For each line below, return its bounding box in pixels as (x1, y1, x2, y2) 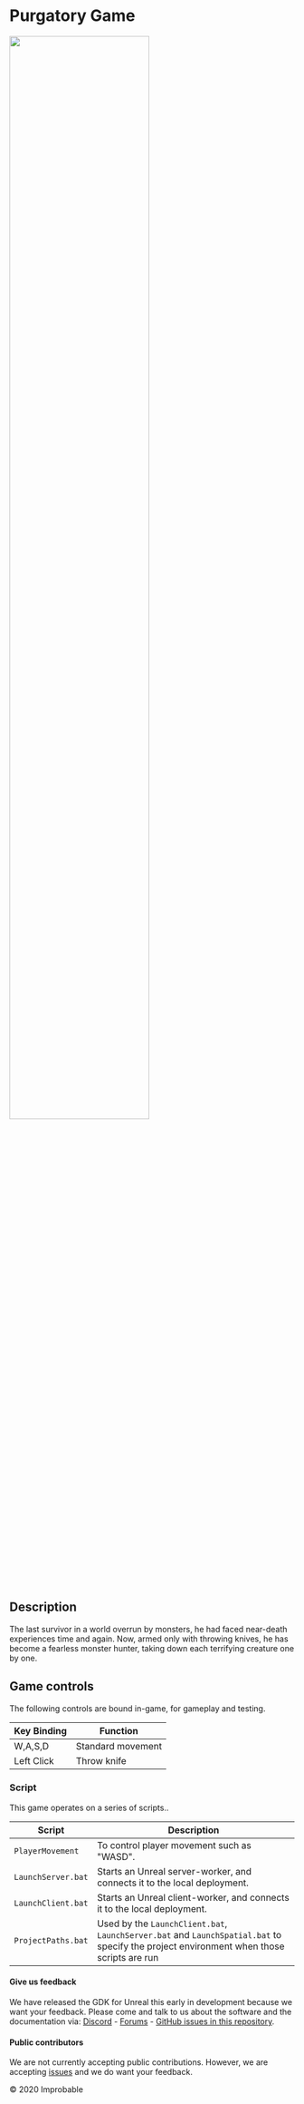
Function (99, 1724, 138, 1737)
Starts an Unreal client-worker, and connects (96, 1891, 290, 1904)
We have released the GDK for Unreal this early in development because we (9, 1997, 292, 2008)
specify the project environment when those (96, 1940, 285, 1953)
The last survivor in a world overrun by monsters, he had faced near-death (9, 1623, 288, 1634)
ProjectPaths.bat (14, 1935, 89, 1945)
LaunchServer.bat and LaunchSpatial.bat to (96, 1928, 282, 1941)
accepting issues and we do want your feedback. (9, 2067, 193, 2078)
